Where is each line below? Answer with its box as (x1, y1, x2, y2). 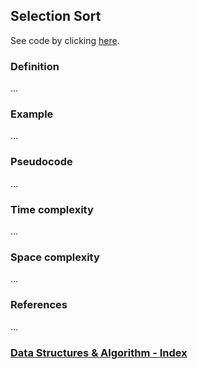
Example (10, 107, 54, 121)
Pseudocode (10, 155, 73, 169)
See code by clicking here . (10, 34, 120, 46)
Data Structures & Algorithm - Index (10, 345, 188, 359)
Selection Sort (10, 8, 102, 25)
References (10, 298, 68, 312)
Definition (10, 59, 60, 73)
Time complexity (10, 202, 94, 216)
